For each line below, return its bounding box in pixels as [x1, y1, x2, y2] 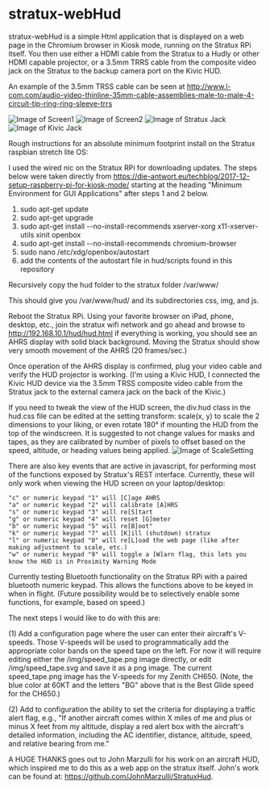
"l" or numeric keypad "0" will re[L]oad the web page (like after [8, 536, 240, 544]
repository [19, 264, 55, 274]
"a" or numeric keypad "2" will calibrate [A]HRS [8, 501, 179, 509]
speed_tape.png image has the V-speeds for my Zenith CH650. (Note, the [8, 671, 254, 681]
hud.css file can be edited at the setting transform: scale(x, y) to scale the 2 [8, 411, 260, 421]
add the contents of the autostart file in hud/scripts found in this [19, 255, 233, 265]
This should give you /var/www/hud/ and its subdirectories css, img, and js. [8, 296, 260, 305]
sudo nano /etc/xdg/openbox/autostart [19, 247, 150, 257]
